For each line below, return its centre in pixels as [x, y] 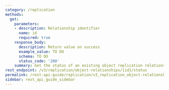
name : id [28, 33]
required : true [34, 38]
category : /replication [30, 10]
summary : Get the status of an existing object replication [78, 65]
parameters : [27, 24]
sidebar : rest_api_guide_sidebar [40, 79]
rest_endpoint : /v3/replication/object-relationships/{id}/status [76, 70]
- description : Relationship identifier [57, 28]
